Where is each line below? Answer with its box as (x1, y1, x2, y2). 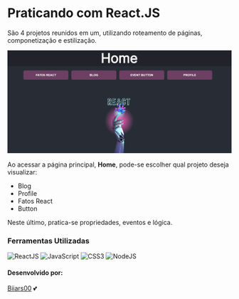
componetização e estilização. (7, 36, 97, 44)
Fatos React (17, 196, 53, 205)
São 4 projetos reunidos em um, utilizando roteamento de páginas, (7, 28, 203, 37)
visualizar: (7, 167, 38, 176)
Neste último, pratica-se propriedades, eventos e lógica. (7, 218, 173, 226)
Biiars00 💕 (7, 284, 38, 293)
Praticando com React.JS (7, 5, 161, 21)
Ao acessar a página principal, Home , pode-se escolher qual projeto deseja (7, 160, 229, 169)
